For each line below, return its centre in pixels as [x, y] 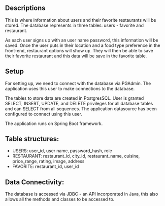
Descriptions [25, 8]
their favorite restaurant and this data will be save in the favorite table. [76, 56]
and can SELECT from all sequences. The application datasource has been [81, 109]
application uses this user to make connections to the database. [70, 88]
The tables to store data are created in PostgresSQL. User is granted [75, 98]
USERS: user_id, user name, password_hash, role [62, 151]
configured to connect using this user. [44, 114]
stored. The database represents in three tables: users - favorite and [75, 25]
